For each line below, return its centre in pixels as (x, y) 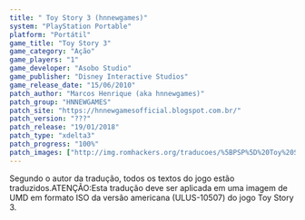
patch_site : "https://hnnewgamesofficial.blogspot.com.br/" (126, 110)
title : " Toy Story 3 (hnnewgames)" (79, 18)
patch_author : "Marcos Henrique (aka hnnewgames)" (107, 93)
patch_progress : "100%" (54, 144)
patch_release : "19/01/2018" (64, 128)
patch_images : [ (40, 152)
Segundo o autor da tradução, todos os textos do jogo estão (122, 178)
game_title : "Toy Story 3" (60, 43)
